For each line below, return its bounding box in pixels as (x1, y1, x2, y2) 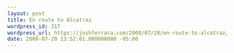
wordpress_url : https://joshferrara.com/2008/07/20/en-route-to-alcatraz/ (7, 29, 229, 36)
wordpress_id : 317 (7, 23, 61, 30)
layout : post (7, 10, 45, 17)
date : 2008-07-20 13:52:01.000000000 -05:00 (7, 36, 139, 43)
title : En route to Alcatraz (7, 17, 92, 23)
